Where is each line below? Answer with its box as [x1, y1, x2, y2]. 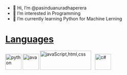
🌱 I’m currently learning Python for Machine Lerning [12, 16, 122, 21]
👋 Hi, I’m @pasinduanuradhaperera [12, 5, 87, 11]
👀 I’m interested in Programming [12, 10, 81, 16]
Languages [5, 34, 54, 45]
